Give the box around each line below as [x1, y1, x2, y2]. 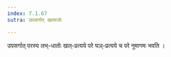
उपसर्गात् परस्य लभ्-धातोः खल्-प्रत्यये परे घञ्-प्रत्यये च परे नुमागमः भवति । [7, 41, 166, 49]
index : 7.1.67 [7, 10, 48, 17]
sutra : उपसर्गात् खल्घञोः [7, 16, 62, 23]
